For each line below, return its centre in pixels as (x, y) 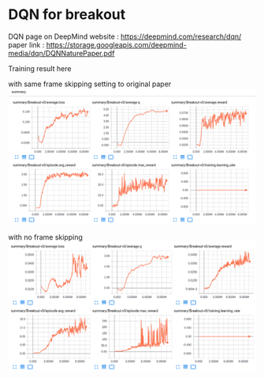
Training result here (40, 68)
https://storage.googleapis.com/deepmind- (116, 44)
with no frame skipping (45, 237)
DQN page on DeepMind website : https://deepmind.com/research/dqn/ (125, 36)
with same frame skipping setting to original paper (90, 84)
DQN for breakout (67, 15)
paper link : (26, 44)
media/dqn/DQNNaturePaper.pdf (61, 53)
